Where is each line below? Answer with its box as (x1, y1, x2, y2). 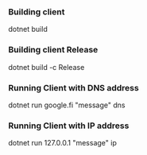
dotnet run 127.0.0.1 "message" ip (8, 138, 117, 148)
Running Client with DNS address (8, 82, 139, 93)
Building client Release (8, 45, 99, 56)
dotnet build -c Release (8, 62, 85, 72)
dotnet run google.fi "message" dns (8, 100, 126, 110)
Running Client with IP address (8, 120, 130, 131)
